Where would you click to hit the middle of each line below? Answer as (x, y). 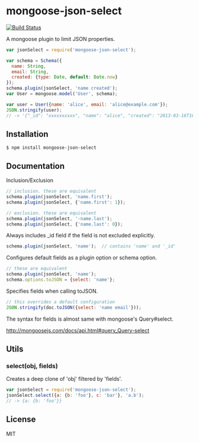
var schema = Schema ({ (34, 61)
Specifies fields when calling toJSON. (52, 291)
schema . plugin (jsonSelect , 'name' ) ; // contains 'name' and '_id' (91, 246)
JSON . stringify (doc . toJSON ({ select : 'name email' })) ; (74, 308)
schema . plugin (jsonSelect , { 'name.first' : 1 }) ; (66, 202)
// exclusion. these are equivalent (51, 213)
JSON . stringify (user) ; (34, 110)
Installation (27, 134)
